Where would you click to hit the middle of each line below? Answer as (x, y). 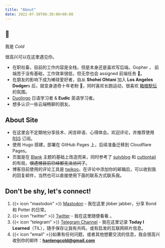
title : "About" (21, 10)
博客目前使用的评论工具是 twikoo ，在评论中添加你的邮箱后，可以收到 (82, 169)
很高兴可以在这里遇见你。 (31, 57)
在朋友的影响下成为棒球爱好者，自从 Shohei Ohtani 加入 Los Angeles (82, 80)
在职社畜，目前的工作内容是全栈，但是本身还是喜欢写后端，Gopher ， (83, 67)
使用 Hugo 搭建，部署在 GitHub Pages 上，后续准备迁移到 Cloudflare (82, 145)
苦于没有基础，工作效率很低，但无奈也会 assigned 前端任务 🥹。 (81, 74)
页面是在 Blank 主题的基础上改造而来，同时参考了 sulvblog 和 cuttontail (84, 157)
